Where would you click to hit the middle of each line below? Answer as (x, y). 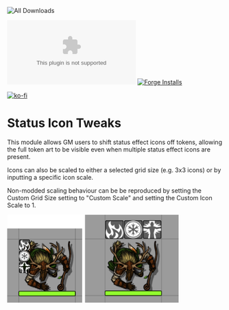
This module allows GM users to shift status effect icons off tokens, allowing (115, 142)
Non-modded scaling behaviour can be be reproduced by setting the (105, 190)
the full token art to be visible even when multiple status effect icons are (109, 149)
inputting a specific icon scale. (50, 177)
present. (19, 156)
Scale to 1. (22, 205)
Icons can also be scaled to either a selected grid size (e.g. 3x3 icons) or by (114, 170)
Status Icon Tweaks (64, 123)
